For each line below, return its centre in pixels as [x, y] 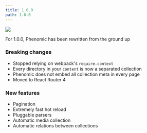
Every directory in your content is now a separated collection [77, 69]
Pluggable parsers [32, 115]
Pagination [24, 104]
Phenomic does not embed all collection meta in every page [76, 74]
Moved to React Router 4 [39, 79]
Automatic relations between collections [55, 126]
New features [23, 93]
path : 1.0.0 [18, 15]
